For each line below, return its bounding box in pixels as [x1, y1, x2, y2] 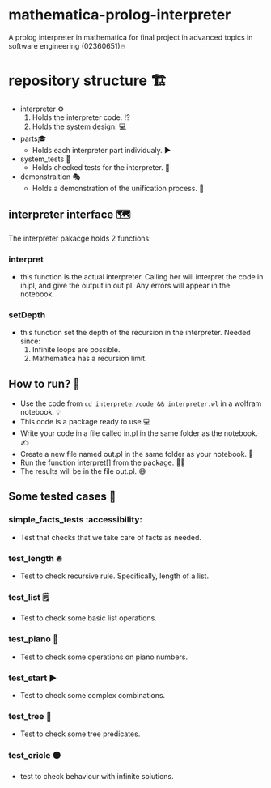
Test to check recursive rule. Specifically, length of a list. [19, 571, 209, 581]
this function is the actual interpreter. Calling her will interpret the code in [19, 271, 264, 281]
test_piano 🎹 [8, 633, 59, 645]
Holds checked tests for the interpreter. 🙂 [32, 162, 170, 172]
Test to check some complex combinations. [19, 690, 166, 700]
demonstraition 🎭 [19, 172, 81, 181]
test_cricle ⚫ [8, 750, 61, 761]
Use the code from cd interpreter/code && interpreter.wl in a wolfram [19, 398, 262, 408]
